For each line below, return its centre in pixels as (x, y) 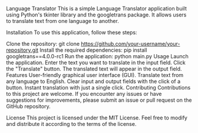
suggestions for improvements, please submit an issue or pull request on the (99, 100)
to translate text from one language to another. (62, 21)
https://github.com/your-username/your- (131, 44)
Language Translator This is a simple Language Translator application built (97, 9)
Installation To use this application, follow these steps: (72, 32)
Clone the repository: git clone (43, 44)
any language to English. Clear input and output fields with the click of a (93, 81)
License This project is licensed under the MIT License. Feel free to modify (97, 118)
